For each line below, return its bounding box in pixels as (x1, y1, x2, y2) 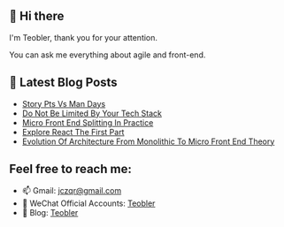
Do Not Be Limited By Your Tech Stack (21, 108, 162, 118)
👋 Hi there (9, 9, 65, 24)
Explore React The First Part (21, 126, 125, 137)
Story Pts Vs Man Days (21, 98, 106, 109)
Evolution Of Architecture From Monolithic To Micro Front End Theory (21, 136, 275, 147)
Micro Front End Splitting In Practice (21, 117, 154, 128)
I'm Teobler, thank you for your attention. (9, 32, 157, 42)
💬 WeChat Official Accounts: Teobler (21, 198, 156, 208)
